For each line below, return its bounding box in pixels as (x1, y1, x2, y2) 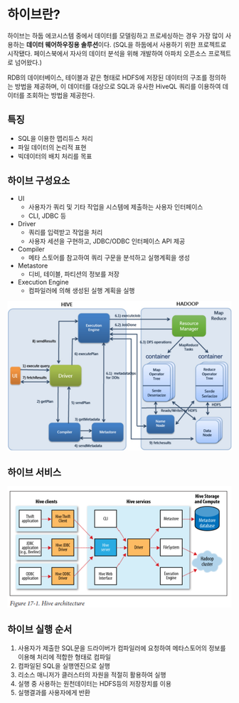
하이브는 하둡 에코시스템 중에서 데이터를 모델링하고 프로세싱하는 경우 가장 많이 (7, 31, 224, 40)
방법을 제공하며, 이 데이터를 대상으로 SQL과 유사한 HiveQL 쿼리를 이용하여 (14, 82, 221, 90)
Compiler (17, 245, 45, 253)
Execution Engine (17, 277, 69, 286)
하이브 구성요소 (7, 175, 70, 187)
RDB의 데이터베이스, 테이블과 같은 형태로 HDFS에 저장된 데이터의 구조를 (7, 73, 208, 82)
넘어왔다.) (14, 58, 43, 66)
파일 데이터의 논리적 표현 (17, 143, 87, 152)
